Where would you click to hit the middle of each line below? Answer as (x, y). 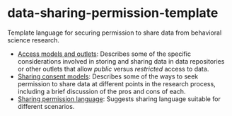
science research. (34, 40)
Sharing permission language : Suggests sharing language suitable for (119, 99)
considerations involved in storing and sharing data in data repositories (121, 61)
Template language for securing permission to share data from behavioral (115, 33)
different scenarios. (46, 106)
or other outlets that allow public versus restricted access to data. (113, 69)
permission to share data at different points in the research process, (116, 83)
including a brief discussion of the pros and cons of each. (101, 91)
